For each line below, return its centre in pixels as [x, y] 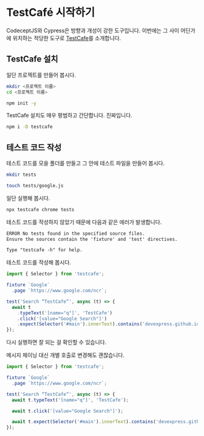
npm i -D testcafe [29, 127]
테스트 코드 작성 [34, 147]
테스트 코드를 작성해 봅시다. [39, 263]
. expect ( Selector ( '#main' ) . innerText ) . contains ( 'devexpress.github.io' [110, 324]
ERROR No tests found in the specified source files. [76, 234]
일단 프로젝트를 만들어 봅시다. [41, 75]
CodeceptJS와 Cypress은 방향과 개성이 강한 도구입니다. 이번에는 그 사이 [93, 30]
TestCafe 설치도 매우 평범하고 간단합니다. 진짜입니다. [69, 116]
